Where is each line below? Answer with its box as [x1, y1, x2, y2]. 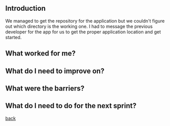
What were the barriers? [5, 84, 84, 93]
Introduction [5, 4, 46, 13]
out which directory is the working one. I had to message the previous [5, 23, 153, 29]
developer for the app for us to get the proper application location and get [5, 28, 161, 35]
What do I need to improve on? [5, 66, 105, 75]
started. [5, 34, 22, 40]
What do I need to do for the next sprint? [5, 101, 137, 110]
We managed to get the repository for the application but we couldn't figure [5, 17, 165, 24]
